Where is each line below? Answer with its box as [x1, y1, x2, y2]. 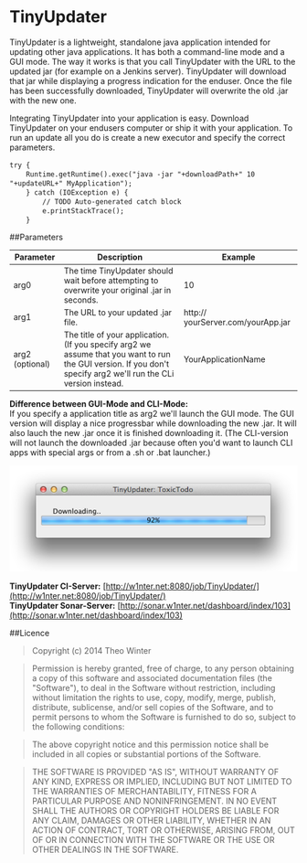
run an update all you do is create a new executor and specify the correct [9, 132, 286, 143]
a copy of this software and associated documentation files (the [31, 673, 272, 684]
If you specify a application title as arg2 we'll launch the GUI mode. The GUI [9, 408, 294, 419]
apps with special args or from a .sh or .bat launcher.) [9, 446, 211, 458]
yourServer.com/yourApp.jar [183, 316, 291, 327]
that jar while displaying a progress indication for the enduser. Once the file [9, 75, 292, 86]
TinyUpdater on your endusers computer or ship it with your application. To [9, 122, 293, 133]
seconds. [63, 294, 99, 305]
